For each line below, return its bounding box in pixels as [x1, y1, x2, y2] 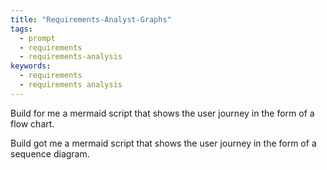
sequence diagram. [10, 147, 90, 160]
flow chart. [10, 117, 55, 130]
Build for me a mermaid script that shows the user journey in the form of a [10, 107, 315, 119]
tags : [10, 24, 33, 34]
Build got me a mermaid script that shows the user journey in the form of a [10, 137, 317, 149]
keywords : [10, 61, 52, 71]
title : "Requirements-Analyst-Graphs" [10, 14, 172, 25]
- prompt [19, 33, 56, 43]
